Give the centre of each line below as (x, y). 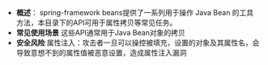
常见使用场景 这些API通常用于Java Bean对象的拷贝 (100, 32)
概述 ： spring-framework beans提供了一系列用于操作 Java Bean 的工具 (135, 12)
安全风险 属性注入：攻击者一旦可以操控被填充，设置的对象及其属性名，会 (138, 43)
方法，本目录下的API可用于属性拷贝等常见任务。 (96, 22)
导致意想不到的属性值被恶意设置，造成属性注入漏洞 (101, 53)
